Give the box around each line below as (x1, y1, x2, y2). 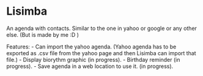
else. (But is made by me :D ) (6, 31, 79, 38)
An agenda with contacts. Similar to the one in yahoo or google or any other (6, 25, 197, 32)
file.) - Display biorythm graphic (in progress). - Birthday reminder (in (6, 56, 180, 63)
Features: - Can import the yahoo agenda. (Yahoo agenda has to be (6, 43, 177, 50)
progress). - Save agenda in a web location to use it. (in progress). (6, 63, 174, 70)
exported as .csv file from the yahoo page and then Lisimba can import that (6, 49, 197, 56)
